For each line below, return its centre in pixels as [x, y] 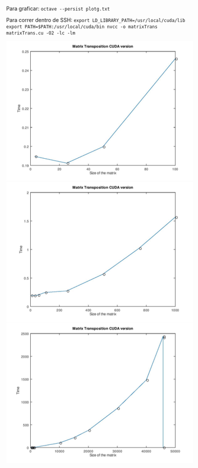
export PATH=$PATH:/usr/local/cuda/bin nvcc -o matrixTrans [82, 27]
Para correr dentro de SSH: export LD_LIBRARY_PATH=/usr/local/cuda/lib [96, 20]
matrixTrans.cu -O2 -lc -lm [41, 33]
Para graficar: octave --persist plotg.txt [58, 9]
